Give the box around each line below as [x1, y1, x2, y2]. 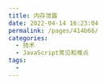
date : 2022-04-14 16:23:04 [8, 19, 99, 27]
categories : [8, 34, 48, 42]
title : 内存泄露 [8, 11, 58, 20]
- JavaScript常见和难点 [15, 49, 89, 57]
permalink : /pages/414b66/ [8, 26, 99, 34]
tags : [8, 57, 26, 65]
